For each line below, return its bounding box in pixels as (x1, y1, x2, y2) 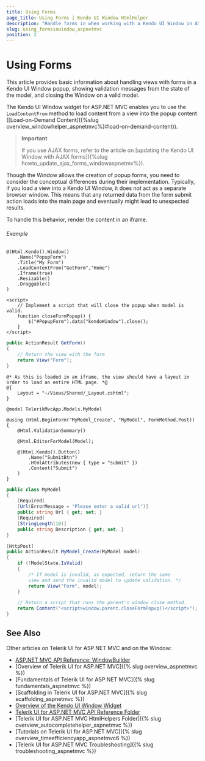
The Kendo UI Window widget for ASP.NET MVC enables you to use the (6, 104, 186, 111)
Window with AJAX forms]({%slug (21, 153, 108, 161)
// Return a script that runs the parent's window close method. (17, 600, 187, 606)
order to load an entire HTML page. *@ (6, 379, 108, 385)
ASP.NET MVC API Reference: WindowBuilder (15, 656, 131, 664)
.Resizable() (17, 276, 51, 282)
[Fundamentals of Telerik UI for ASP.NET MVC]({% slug (15, 675, 155, 683)
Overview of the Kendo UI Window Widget (15, 702, 122, 709)
